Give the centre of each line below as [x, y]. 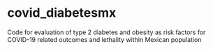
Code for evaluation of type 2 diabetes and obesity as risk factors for [106, 32]
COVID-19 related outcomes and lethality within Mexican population [104, 39]
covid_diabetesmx [62, 13]
